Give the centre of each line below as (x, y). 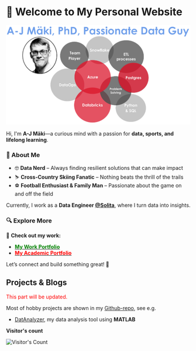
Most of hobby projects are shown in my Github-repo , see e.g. (81, 308)
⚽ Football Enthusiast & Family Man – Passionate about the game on (98, 185)
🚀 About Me (23, 155)
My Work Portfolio (37, 246)
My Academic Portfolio (43, 253)
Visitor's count (25, 331)
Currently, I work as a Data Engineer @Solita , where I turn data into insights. (98, 205)
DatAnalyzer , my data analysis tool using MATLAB (75, 319)
